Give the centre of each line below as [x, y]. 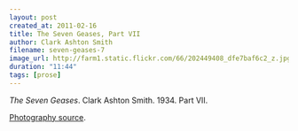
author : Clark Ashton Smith [61, 42]
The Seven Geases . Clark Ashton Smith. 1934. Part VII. [109, 100]
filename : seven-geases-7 [57, 50]
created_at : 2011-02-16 [53, 26]
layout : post [33, 17]
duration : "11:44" [43, 67]
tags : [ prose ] [35, 75]
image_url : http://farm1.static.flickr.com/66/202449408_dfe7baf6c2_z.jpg [150, 58]
